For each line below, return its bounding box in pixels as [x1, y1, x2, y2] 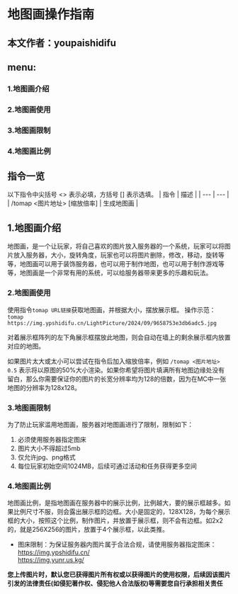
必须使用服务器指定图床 [17, 435, 86, 443]
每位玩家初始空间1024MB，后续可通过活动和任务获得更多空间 [17, 462, 197, 470]
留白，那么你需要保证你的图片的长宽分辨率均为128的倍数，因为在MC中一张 [7, 375, 227, 383]
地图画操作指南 [7, 6, 95, 23]
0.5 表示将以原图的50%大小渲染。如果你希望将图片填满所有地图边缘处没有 [7, 365, 225, 374]
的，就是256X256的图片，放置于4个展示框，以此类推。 [7, 525, 169, 534]
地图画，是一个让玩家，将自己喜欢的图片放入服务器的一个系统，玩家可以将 [7, 242, 225, 251]
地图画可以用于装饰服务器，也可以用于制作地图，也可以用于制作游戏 [19, 260, 218, 268]
